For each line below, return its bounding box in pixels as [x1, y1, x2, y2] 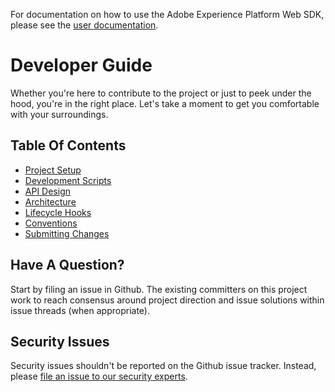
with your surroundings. [10, 108, 109, 120]
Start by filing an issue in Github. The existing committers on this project [10, 283, 308, 295]
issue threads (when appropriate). [10, 304, 150, 316]
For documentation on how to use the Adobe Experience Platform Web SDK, [10, 9, 325, 20]
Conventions [24, 217, 78, 229]
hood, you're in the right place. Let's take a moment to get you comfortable [10, 97, 320, 109]
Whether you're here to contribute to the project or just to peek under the [10, 87, 312, 99]
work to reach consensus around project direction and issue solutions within [10, 294, 325, 306]
